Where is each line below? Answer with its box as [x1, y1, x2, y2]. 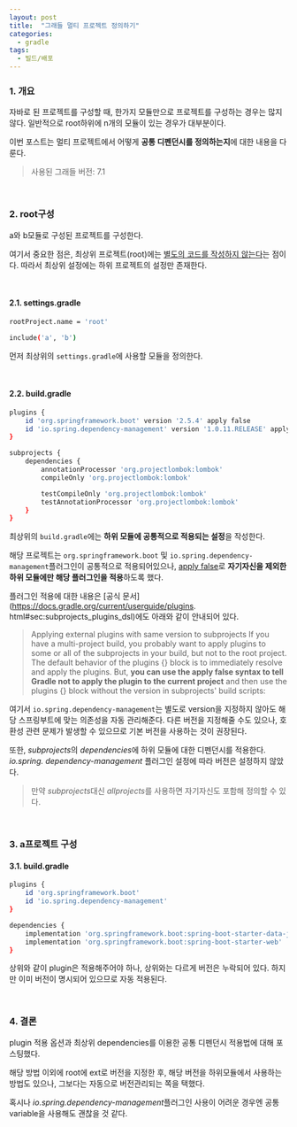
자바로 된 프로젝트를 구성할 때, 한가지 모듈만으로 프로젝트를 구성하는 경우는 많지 [9, 107, 283, 118]
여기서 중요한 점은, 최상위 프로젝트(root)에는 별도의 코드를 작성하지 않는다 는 [9, 249, 270, 259]
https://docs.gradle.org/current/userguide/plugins [11, 601, 194, 612]
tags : [9, 46, 29, 55]
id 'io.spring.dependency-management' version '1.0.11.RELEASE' [25, 424, 267, 434]
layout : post [9, 12, 57, 22]
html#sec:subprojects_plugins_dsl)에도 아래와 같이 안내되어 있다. [9, 612, 240, 622]
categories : [9, 29, 53, 38]
